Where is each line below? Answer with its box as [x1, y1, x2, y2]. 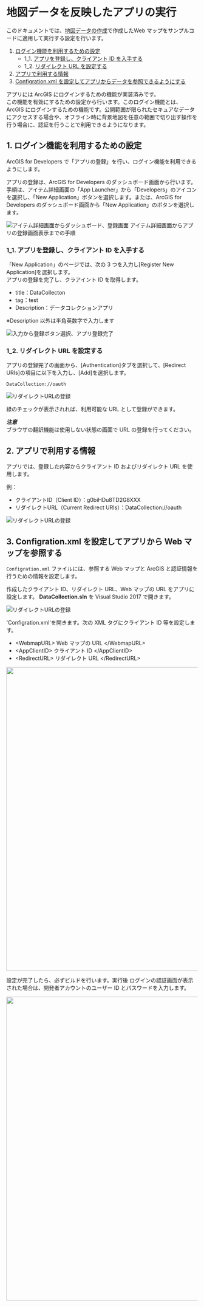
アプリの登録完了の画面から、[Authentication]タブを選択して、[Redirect [6, 362, 186, 369]
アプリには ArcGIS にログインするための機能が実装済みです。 [6, 91, 160, 98]
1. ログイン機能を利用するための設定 [6, 140, 142, 151]
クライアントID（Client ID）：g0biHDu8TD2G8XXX [15, 496, 141, 504]
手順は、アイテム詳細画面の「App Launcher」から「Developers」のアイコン [6, 186, 197, 193]
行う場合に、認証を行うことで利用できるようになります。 [6, 121, 149, 128]
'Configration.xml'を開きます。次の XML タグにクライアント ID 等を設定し [6, 619, 190, 626]
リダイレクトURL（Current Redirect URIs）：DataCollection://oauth [15, 504, 182, 511]
